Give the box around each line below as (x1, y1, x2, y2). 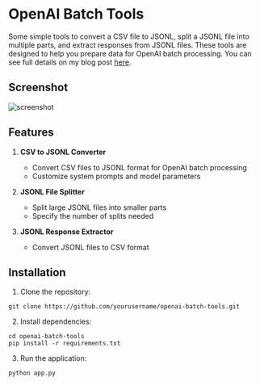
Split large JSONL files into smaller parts (31, 203, 167, 212)
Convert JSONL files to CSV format (31, 242, 149, 252)
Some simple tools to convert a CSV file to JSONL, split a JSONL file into (8, 31, 250, 41)
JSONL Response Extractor (19, 227, 114, 236)
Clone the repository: (19, 287, 91, 297)
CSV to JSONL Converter (19, 147, 107, 157)
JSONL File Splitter (19, 186, 85, 196)
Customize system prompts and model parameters (31, 171, 201, 181)
